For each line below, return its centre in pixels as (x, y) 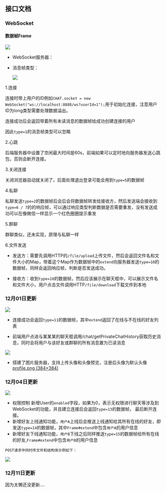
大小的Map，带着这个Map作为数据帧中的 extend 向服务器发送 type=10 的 (88, 261)
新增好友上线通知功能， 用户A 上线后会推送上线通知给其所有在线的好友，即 (86, 422)
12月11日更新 (20, 473)
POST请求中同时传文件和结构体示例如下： (41, 450)
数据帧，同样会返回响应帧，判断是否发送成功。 (60, 268)
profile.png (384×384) (35, 368)
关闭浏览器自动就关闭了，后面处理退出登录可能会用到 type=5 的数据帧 (75, 180)
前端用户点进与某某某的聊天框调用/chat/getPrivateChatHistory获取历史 (84, 336)
